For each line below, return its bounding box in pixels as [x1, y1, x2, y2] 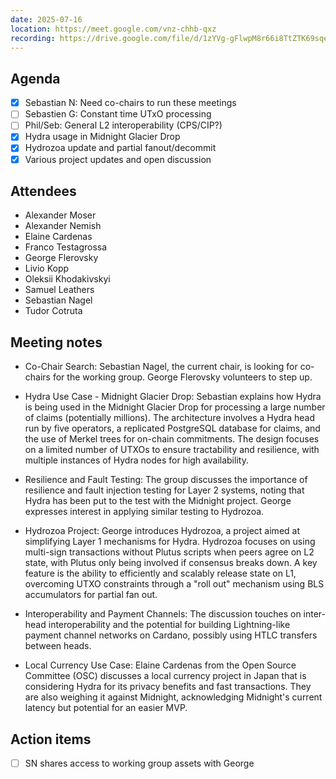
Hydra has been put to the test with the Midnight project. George [24, 495, 292, 507]
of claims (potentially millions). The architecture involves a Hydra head [24, 412, 316, 424]
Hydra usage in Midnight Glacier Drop [24, 131, 181, 143]
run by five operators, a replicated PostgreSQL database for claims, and [24, 422, 321, 435]
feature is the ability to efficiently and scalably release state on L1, [24, 567, 297, 580]
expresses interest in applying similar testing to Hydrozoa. [24, 506, 265, 518]
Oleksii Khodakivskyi [24, 273, 111, 285]
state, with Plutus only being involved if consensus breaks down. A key [24, 557, 318, 569]
